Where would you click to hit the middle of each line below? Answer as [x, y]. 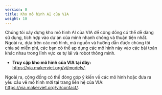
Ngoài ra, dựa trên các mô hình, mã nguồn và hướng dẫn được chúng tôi [78, 43]
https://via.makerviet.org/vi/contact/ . [42, 88]
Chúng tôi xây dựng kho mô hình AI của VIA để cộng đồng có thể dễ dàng [80, 33]
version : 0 [16, 9]
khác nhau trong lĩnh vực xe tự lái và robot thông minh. [60, 53]
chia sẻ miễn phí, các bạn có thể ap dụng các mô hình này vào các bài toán [81, 48]
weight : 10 [16, 19]
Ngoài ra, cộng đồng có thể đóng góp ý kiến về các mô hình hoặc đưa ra [78, 77]
